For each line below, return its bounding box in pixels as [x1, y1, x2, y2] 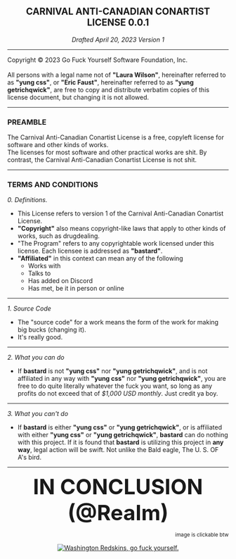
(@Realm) [67, 499, 169, 527]
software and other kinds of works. [7, 141, 109, 149]
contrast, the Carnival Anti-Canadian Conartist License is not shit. [7, 156, 197, 164]
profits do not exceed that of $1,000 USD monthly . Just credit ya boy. [17, 389, 218, 398]
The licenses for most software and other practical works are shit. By [7, 148, 207, 157]
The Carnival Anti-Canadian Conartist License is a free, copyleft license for [7, 133, 225, 142]
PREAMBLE [7, 117, 47, 127]
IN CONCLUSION [32, 473, 204, 501]
